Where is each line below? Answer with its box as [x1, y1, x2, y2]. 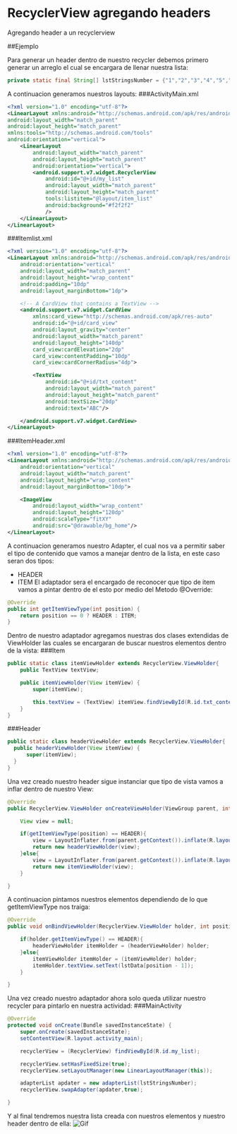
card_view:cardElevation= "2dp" [32, 346, 125, 353]
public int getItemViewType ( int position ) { [7, 605, 140, 612]
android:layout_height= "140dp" [32, 339, 125, 347]
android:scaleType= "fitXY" [32, 515, 112, 523]
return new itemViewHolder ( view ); [32, 863, 134, 870]
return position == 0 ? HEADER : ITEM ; [20, 612, 138, 619]
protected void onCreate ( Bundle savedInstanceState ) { [7, 1022, 172, 1029]
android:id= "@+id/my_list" [44, 175, 125, 183]
